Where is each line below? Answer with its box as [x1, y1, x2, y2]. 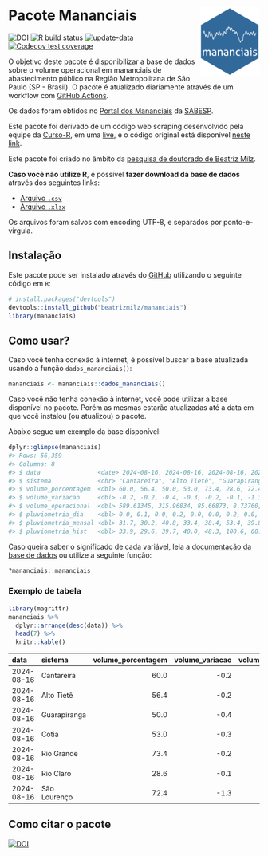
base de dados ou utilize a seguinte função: [8, 550, 152, 560]
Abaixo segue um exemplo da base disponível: [8, 427, 161, 436]
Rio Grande [41, 749, 78, 759]
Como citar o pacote [8, 818, 112, 831]
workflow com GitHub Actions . [8, 90, 109, 100]
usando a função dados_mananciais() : [8, 364, 132, 373]
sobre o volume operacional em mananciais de [8, 65, 162, 74]
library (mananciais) [8, 312, 77, 320]
